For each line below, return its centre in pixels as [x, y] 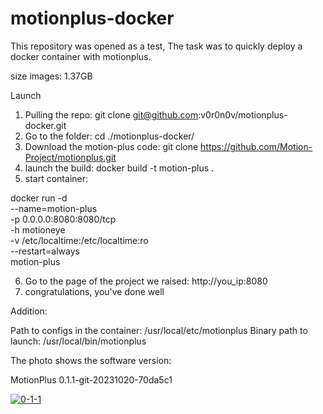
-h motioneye [38, 229]
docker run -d [39, 198]
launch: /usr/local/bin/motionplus [78, 341]
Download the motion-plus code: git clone [111, 146]
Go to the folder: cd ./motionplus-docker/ [109, 136]
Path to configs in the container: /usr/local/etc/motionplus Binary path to [159, 330]
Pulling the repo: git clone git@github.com [111, 114]
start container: [56, 178]
